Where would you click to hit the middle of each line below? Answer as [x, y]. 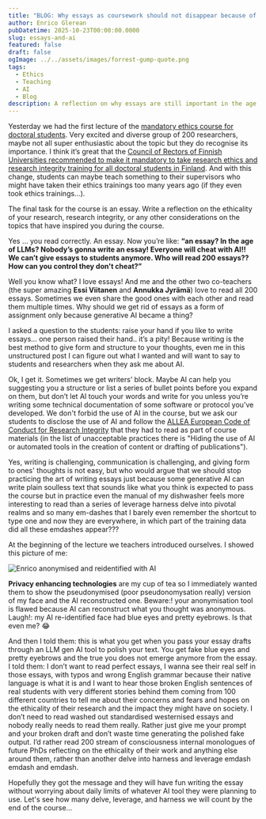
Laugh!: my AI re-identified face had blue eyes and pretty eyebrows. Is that [130, 617]
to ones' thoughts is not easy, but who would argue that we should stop [125, 471]
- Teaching [33, 82]
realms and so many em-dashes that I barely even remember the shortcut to [133, 513]
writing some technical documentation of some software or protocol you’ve [131, 405]
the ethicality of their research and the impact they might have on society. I [131, 708]
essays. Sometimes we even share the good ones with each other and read [131, 298]
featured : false [35, 45]
